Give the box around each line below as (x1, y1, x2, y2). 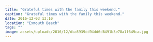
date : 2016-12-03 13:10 (5, 16, 53, 21)
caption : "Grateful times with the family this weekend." (5, 12, 124, 16)
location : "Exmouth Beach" (5, 20, 60, 26)
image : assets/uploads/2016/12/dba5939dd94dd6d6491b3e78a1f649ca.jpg (5, 29, 149, 34)
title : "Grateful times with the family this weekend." (5, 7, 120, 12)
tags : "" (5, 25, 23, 30)
